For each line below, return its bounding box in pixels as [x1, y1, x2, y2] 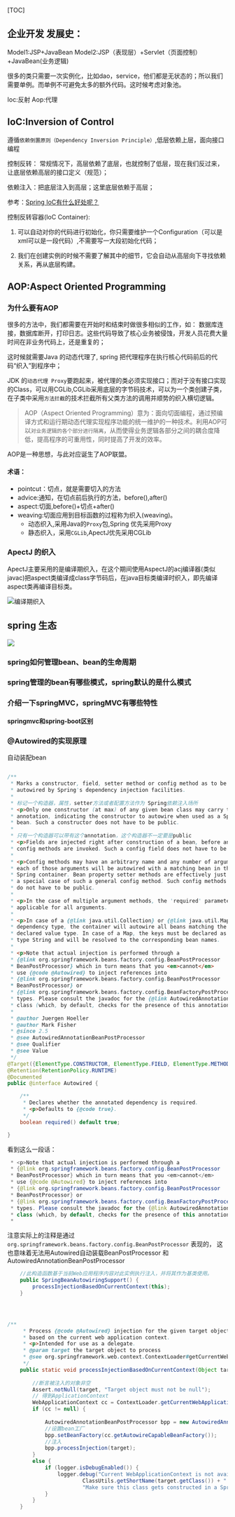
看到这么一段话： [7, 1145, 57, 1153]
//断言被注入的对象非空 [32, 1380, 91, 1387]
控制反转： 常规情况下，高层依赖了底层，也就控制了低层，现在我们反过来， [7, 159, 224, 168]
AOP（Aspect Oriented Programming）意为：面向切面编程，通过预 [24, 409, 217, 417]
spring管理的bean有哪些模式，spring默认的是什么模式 [7, 677, 192, 687]
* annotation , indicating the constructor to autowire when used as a [10, 813, 220, 820]
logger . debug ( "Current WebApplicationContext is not [57, 1471, 215, 1478]
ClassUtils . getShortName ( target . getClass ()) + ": [82, 1477, 230, 1484]
